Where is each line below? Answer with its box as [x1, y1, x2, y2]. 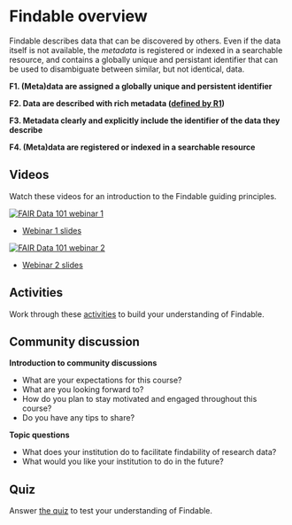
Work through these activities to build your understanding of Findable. [9, 308, 265, 320]
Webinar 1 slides [21, 225, 82, 235]
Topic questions [9, 429, 70, 440]
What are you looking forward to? [21, 384, 144, 395]
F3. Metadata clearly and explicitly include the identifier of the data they [9, 115, 280, 126]
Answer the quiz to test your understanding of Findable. [9, 506, 213, 516]
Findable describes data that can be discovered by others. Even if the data [9, 35, 281, 46]
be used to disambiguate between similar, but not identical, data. [9, 64, 245, 74]
